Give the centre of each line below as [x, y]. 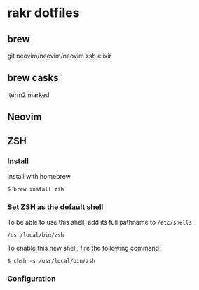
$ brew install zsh [36, 189]
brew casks [33, 78]
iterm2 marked [28, 95]
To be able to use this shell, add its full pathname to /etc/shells [100, 222]
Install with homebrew [39, 176]
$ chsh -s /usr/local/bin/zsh [52, 261]
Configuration [32, 279]
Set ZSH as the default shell [55, 207]
